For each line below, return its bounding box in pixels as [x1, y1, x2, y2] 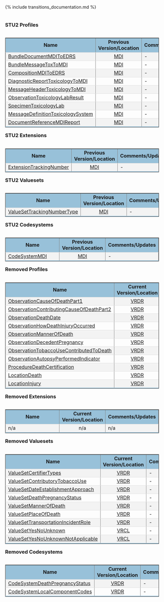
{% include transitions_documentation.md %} [5, 4, 97, 10]
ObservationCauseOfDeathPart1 [8, 297, 83, 304]
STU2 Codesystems [5, 222, 54, 228]
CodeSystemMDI [8, 253, 47, 260]
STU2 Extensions [5, 132, 47, 139]
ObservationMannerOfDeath [8, 331, 73, 337]
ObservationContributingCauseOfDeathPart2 [8, 306, 111, 312]
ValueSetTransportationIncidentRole [8, 519, 91, 525]
